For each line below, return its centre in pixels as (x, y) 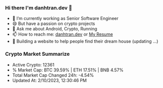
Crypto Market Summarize (37, 54)
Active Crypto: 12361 (33, 65)
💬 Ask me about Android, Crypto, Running (55, 29)
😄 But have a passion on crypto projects (53, 23)
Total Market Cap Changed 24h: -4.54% (53, 75)
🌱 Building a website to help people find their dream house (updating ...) (85, 42)
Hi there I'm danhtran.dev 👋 (39, 8)
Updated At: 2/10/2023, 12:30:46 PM (49, 80)
